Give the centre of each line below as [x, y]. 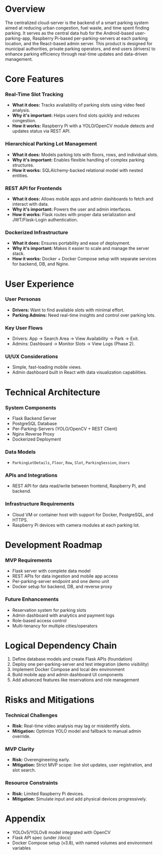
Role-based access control [39, 620]
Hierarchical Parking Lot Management [51, 144]
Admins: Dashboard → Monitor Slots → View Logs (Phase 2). [73, 344]
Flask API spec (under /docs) [41, 837]
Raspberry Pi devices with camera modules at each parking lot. [76, 525]
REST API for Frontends [34, 188]
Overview [25, 9]
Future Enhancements [32, 599]
